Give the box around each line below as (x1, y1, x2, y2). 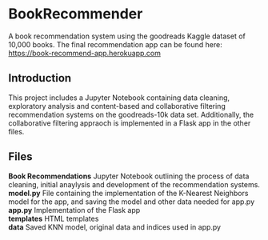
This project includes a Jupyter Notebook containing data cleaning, (8, 93, 230, 102)
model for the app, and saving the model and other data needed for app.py (8, 197, 255, 206)
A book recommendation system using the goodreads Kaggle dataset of (8, 31, 246, 41)
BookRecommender (8, 5, 143, 23)
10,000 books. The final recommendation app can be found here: (8, 39, 222, 49)
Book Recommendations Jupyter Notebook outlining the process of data (8, 171, 250, 181)
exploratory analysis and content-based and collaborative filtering (8, 101, 226, 110)
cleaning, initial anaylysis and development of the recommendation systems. (8, 179, 260, 189)
